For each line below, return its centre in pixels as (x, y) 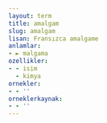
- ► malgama (28, 53)
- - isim (23, 69)
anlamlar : (25, 46)
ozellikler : (28, 61)
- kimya (29, 76)
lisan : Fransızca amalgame (53, 38)
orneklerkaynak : (35, 99)
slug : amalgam (32, 31)
